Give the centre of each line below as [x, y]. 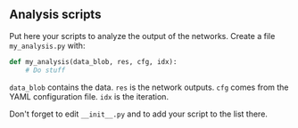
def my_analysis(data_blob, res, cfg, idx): [93, 61]
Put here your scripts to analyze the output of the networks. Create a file [142, 36]
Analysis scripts [55, 15]
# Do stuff [46, 70]
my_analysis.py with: [47, 45]
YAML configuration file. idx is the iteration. [89, 96]
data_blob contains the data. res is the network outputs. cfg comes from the [149, 87]
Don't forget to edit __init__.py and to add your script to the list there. [138, 114]
